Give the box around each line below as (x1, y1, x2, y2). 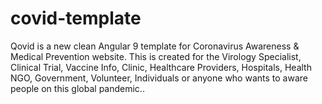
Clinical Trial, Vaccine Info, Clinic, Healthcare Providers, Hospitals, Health (10, 61, 312, 73)
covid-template (10, 7, 142, 30)
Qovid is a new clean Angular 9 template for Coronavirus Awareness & (10, 40, 300, 52)
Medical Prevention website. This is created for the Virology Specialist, (10, 50, 302, 62)
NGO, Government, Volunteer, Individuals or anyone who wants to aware (10, 72, 308, 84)
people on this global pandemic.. (10, 82, 145, 94)
